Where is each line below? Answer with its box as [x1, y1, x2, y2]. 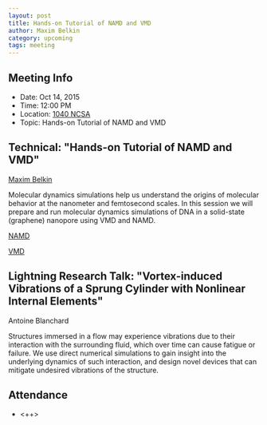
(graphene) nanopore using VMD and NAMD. [8, 215, 156, 224]
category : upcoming [8, 34, 73, 42]
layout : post [8, 11, 52, 20]
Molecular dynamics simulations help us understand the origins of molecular [8, 189, 259, 200]
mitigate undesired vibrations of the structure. [8, 365, 159, 375]
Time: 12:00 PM [19, 101, 72, 110]
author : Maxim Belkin [8, 26, 80, 34]
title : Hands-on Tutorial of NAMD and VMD [8, 19, 151, 27]
